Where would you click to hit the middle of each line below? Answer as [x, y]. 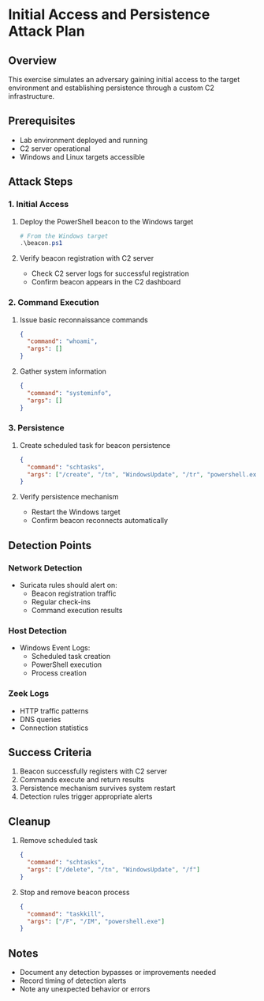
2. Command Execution [54, 303]
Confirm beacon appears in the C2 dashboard [106, 282]
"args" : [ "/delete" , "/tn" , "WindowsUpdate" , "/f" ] [114, 870]
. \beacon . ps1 [41, 243]
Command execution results [77, 611]
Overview [33, 60]
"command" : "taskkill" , [66, 914]
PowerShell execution [67, 664]
